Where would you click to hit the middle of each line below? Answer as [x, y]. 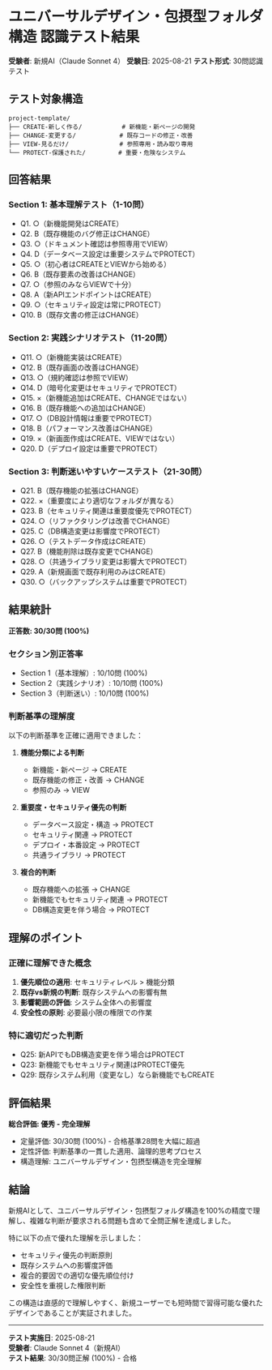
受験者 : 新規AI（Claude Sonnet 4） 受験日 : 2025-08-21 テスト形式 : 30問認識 [136, 61]
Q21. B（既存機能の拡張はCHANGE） [81, 490]
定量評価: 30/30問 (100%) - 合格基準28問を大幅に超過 [110, 1141]
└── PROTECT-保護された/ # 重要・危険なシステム [97, 152]
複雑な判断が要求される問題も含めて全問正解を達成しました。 [132, 1221]
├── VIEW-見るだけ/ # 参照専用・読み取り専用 [101, 144]
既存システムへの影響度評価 [66, 1265]
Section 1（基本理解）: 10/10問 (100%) [84, 673]
